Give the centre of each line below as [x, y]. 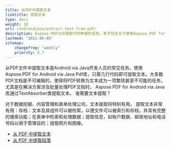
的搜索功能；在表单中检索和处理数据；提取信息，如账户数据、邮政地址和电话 [85, 116]
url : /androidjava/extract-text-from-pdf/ [51, 29]
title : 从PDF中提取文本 [28, 10]
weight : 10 [17, 24]
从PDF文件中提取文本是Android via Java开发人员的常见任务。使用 [74, 68]
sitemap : [15, 43]
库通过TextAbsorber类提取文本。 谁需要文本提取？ [58, 93]
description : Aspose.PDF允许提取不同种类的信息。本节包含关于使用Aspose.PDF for [85, 34]
